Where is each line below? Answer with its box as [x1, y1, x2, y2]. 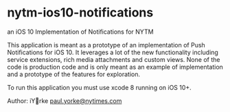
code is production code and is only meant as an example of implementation [7, 63, 223, 71]
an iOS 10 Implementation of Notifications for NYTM [7, 27, 154, 36]
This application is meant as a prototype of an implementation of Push [7, 41, 206, 49]
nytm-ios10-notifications [7, 5, 154, 21]
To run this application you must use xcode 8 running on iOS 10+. [7, 83, 192, 91]
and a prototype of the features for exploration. [7, 70, 141, 78]
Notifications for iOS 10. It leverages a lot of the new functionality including [7, 48, 218, 56]
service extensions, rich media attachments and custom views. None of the [7, 55, 220, 63]
